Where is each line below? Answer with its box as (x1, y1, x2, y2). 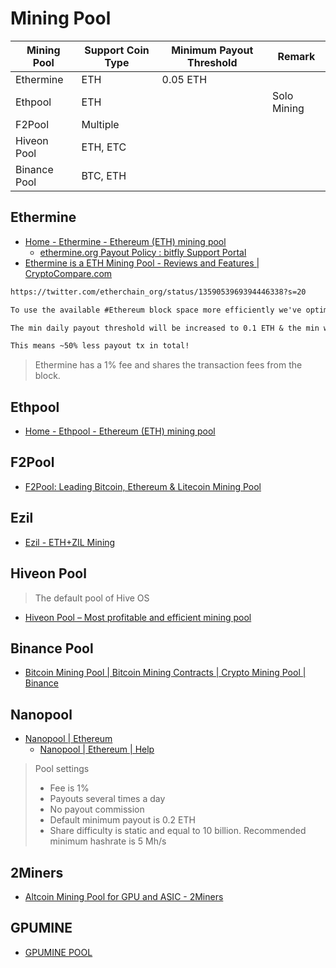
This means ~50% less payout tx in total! (10, 341, 190, 351)
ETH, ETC (81, 140, 127, 154)
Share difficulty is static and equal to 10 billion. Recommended (49, 825, 307, 837)
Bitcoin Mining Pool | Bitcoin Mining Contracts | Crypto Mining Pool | (24, 667, 307, 679)
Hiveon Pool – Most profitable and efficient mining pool (24, 611, 252, 623)
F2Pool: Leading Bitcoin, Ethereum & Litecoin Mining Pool (24, 480, 262, 492)
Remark (277, 49, 316, 63)
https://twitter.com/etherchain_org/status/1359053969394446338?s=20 (10, 287, 307, 297)
